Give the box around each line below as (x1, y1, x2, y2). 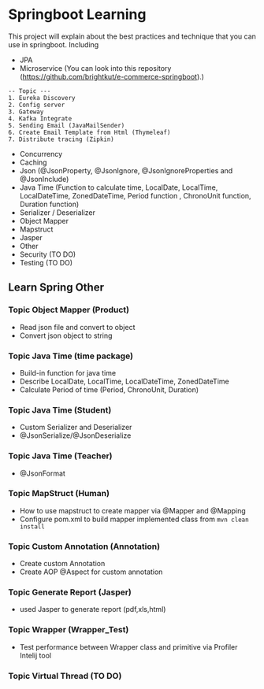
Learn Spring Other (8, 281, 105, 294)
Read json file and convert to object (19, 322, 136, 332)
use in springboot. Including (8, 39, 99, 49)
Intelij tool (19, 650, 52, 660)
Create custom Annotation (19, 559, 106, 569)
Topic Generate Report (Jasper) (8, 587, 132, 598)
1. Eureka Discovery (8, 94, 76, 102)
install (19, 522, 45, 531)
